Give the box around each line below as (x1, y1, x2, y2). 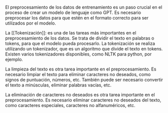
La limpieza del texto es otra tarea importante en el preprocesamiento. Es (5, 66, 156, 72)
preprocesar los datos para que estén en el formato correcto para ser (5, 15, 149, 20)
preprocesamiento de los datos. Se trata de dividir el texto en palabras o (5, 35, 154, 41)
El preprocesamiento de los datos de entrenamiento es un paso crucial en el (5, 4, 162, 10)
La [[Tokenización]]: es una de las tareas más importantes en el (5, 30, 136, 35)
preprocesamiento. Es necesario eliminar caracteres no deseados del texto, (5, 97, 161, 103)
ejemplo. (5, 56, 24, 62)
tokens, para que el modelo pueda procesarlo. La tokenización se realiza (5, 40, 155, 46)
